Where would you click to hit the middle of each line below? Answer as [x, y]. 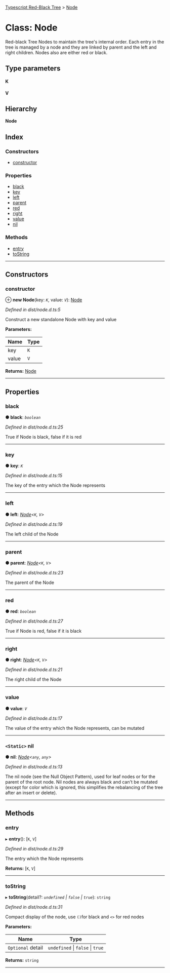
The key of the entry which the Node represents [55, 485]
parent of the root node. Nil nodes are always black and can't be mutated [81, 782]
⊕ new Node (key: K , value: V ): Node [44, 300]
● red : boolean [21, 611]
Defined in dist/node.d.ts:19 [34, 524]
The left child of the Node [32, 534]
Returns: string [22, 960]
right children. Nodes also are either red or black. [56, 52]
